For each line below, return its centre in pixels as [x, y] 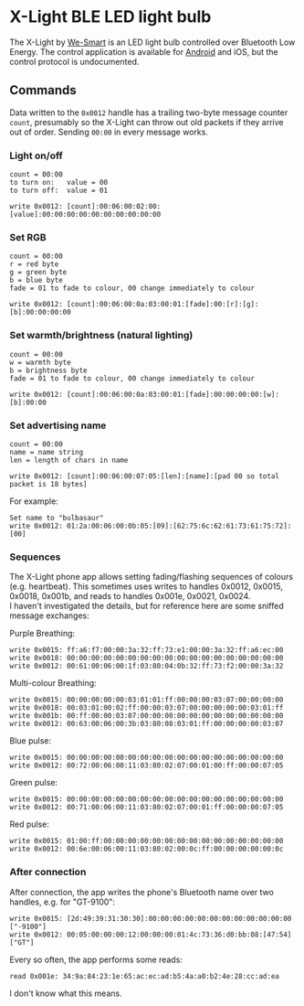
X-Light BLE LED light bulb [110, 17]
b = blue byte [37, 281]
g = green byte [38, 273]
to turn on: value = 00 [58, 183]
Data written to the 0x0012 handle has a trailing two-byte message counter [149, 112]
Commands [43, 90]
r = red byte [34, 264]
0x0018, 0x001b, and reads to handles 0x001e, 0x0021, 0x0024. [130, 596]
